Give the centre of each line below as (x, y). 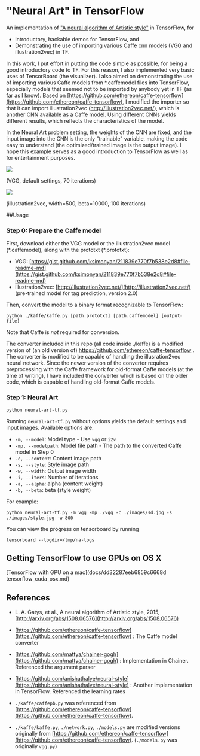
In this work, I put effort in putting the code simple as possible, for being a (97, 63)
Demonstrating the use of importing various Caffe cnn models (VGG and (104, 45)
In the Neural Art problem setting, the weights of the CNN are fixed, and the (99, 132)
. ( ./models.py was (154, 740)
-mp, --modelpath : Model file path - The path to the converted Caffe (98, 445)
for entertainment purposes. (41, 157)
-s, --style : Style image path (52, 464)
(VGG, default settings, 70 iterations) (51, 180)
